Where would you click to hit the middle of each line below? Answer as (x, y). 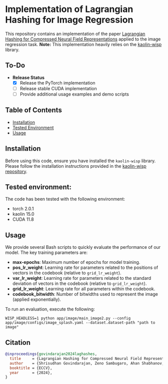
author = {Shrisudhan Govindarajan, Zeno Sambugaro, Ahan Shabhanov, (87, 363)
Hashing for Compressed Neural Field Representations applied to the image (83, 39)
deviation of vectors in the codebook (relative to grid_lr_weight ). (79, 283)
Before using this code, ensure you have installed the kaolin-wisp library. (80, 161)
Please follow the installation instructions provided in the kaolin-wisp (76, 166)
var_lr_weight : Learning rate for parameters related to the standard (82, 278)
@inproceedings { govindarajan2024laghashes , (51, 354)
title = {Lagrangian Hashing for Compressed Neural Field (76, 358)
